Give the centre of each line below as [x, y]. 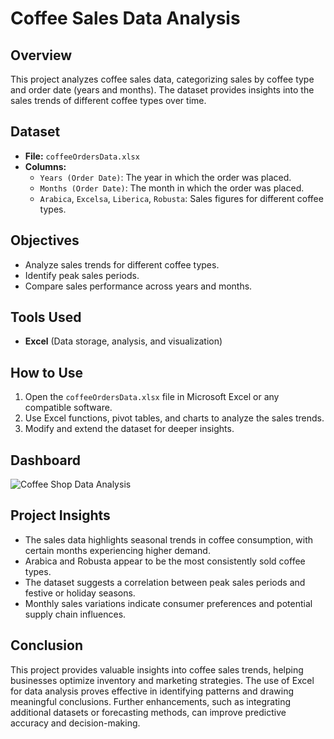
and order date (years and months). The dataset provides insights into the [162, 90]
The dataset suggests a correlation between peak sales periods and [165, 582]
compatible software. [68, 408]
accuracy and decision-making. [75, 723]
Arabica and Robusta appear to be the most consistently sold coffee [165, 561]
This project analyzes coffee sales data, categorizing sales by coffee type [162, 79]
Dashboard [45, 460]
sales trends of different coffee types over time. [108, 100]
